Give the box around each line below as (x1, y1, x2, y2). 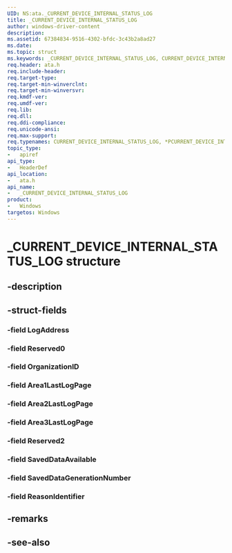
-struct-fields (7, 304, 67, 316)
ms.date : (7, 42, 32, 49)
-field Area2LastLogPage (7, 399, 93, 409)
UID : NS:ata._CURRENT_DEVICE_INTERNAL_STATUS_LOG (7, 10, 153, 17)
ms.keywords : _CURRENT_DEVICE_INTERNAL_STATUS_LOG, (7, 55, 159, 62)
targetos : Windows (7, 209, 60, 216)
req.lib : (7, 106, 32, 113)
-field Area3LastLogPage (7, 418, 94, 427)
